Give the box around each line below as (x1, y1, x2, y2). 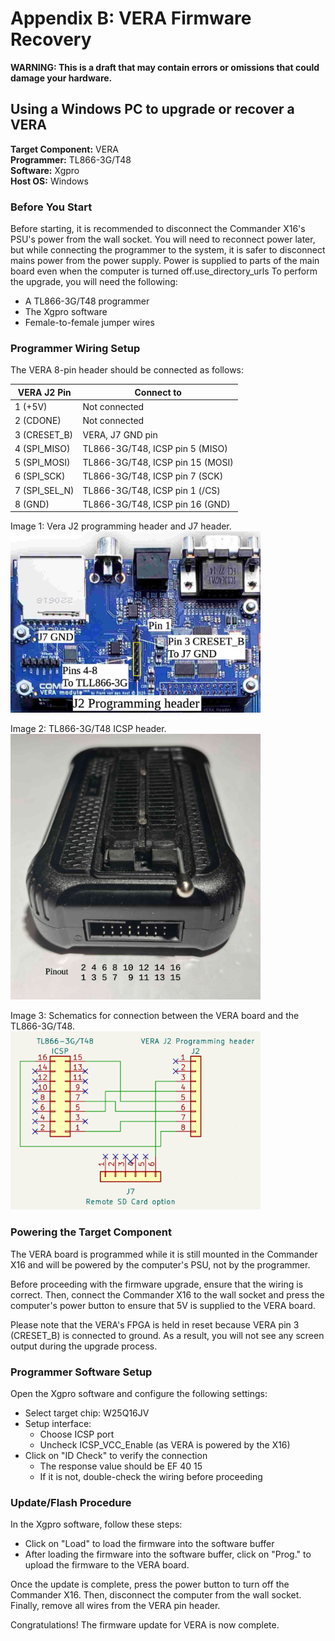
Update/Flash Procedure (10, 1495, 132, 1509)
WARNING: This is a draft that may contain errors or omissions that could (10, 61, 320, 73)
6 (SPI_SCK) (14, 470, 66, 482)
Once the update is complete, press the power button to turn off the (10, 1578, 290, 1591)
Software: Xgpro (10, 164, 80, 176)
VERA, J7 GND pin (82, 428, 158, 441)
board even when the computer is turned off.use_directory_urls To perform (10, 265, 318, 277)
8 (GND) (14, 498, 50, 510)
